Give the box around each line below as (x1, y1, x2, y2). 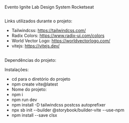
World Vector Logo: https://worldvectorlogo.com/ (11, 38, 111, 44)
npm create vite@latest (11, 81, 58, 87)
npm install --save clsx (11, 112, 58, 118)
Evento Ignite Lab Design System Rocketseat (4, 4, 94, 10)
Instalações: (4, 67, 29, 72)
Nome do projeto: (11, 86, 47, 92)
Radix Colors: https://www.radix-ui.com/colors (11, 33, 105, 38)
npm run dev (11, 97, 37, 103)
